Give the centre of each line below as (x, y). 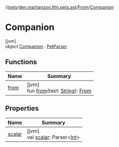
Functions (21, 62)
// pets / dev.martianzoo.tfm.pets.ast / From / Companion (59, 7)
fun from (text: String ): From (59, 91)
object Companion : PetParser (36, 46)
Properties (22, 108)
